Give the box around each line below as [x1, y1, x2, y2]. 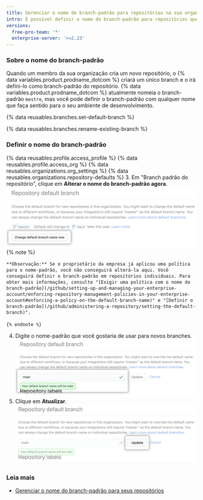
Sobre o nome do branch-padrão [6, 56, 104, 65]
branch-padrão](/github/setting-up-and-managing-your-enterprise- [6, 285, 177, 292]
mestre [25, 97, 42, 103]
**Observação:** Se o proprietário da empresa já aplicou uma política [6, 261, 190, 268]
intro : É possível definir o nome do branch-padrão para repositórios [6, 16, 188, 22]
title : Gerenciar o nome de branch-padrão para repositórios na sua [6, 10, 182, 16]
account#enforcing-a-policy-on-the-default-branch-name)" [6, 297, 155, 304]
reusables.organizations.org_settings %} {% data [6, 167, 129, 174]
